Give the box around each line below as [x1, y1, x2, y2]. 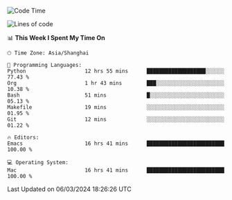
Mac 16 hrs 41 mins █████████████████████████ [7, 167, 225, 174]
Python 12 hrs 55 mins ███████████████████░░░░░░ [7, 68, 225, 74]
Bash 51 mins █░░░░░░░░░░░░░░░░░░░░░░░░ [7, 92, 225, 99]
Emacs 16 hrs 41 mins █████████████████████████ [7, 140, 225, 147]
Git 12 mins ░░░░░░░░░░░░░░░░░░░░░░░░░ [7, 116, 225, 123]
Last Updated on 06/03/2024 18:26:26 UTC [7, 185, 132, 193]
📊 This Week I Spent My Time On [7, 34, 105, 41]
